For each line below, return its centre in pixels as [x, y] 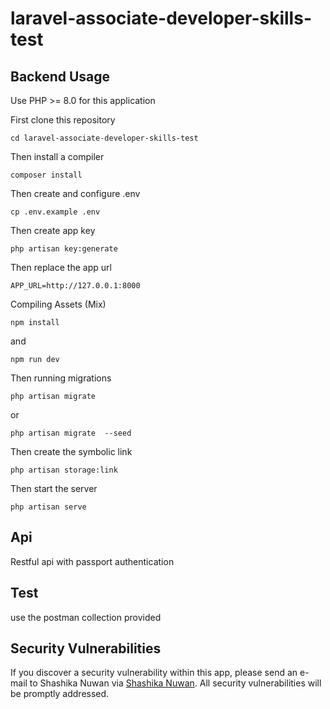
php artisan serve [48, 507]
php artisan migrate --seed [71, 433]
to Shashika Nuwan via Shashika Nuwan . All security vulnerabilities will [175, 683]
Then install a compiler [57, 156]
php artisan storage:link [64, 470]
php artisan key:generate [64, 249]
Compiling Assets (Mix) [58, 304]
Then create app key [53, 230]
